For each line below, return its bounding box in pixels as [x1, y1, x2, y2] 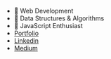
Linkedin [13, 37, 39, 45]
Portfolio [13, 29, 39, 37]
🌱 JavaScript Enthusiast [13, 22, 83, 29]
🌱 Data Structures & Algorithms [13, 14, 105, 22]
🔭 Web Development [13, 7, 74, 15]
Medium [13, 44, 39, 52]
